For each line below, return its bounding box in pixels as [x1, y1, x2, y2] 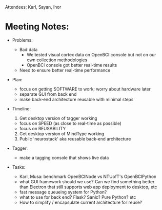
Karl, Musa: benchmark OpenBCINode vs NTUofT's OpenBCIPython [19, 174, 157, 179]
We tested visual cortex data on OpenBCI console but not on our [26, 52, 156, 57]
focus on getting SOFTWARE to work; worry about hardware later [19, 86, 151, 92]
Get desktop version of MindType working [19, 131, 104, 137]
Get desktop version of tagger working [19, 115, 98, 121]
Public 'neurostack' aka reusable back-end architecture [19, 136, 131, 141]
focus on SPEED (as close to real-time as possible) [19, 120, 121, 126]
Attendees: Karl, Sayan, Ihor [5, 4, 61, 10]
